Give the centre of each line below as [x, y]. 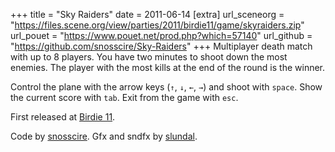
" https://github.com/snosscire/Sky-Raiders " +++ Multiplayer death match [161, 46]
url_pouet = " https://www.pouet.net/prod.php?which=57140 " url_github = [161, 35]
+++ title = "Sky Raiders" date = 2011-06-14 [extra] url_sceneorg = [147, 14]
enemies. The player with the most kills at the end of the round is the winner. [168, 67]
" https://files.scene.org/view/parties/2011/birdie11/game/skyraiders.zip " [157, 25]
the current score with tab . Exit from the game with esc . [124, 97]
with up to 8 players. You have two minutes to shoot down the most [149, 57]
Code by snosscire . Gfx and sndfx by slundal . [104, 136]
